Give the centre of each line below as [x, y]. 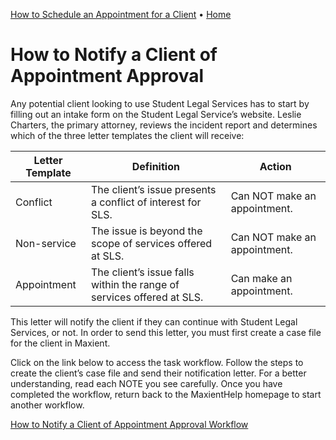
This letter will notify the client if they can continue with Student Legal [154, 321]
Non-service [46, 243]
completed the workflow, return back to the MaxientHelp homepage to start [166, 394]
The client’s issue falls [143, 272]
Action [275, 166]
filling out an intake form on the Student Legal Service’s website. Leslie [156, 114]
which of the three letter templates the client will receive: [127, 135]
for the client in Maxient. [60, 343]
